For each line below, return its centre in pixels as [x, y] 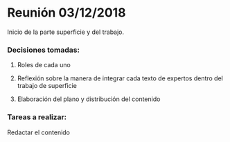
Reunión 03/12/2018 [67, 13]
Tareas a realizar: [37, 117]
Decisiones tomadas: [43, 50]
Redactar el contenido [39, 132]
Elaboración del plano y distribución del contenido [89, 99]
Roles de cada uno [44, 65]
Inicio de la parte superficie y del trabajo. [66, 32]
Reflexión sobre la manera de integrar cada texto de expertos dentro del [120, 78]
